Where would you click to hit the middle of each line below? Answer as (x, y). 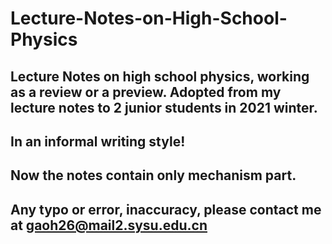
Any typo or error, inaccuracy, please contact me (166, 209)
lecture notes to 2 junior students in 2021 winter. (164, 107)
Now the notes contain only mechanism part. (153, 175)
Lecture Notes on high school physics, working (160, 76)
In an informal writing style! (98, 141)
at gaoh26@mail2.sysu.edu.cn (109, 225)
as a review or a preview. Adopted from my (146, 92)
